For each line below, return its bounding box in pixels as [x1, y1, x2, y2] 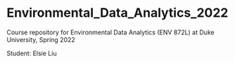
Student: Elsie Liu [6, 49, 57, 57]
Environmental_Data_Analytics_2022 [6, 5, 229, 21]
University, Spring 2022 [6, 35, 75, 43]
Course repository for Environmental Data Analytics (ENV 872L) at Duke [6, 28, 215, 36]
